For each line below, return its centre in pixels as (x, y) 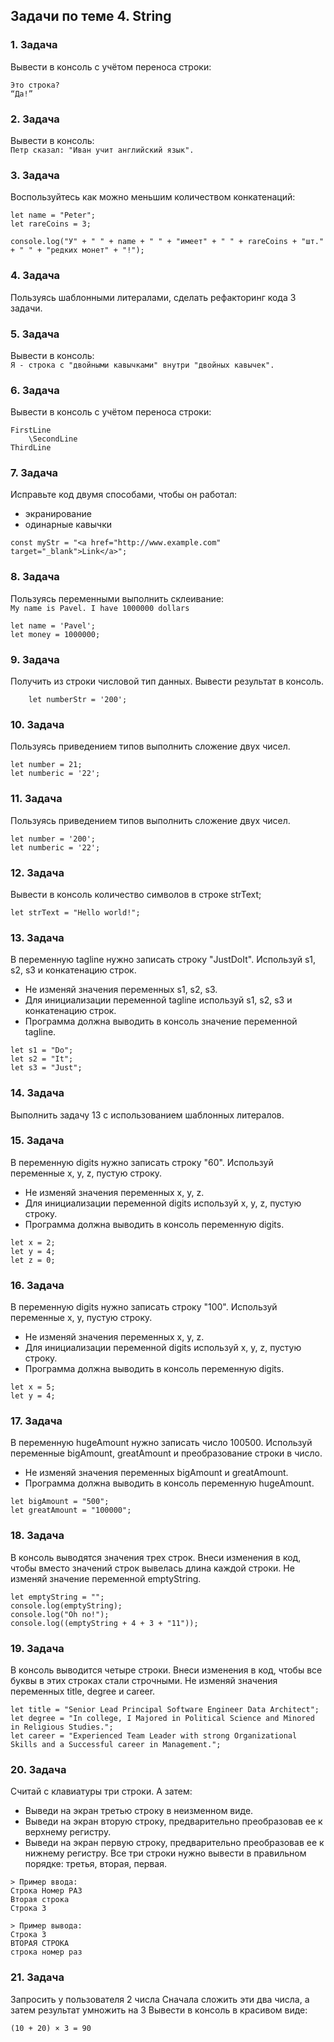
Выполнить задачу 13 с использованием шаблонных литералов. (147, 1115)
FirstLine (31, 430)
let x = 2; (33, 1242)
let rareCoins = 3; (51, 224)
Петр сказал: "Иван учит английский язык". (102, 150)
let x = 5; (33, 1387)
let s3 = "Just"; (46, 1068)
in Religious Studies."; (62, 1727)
